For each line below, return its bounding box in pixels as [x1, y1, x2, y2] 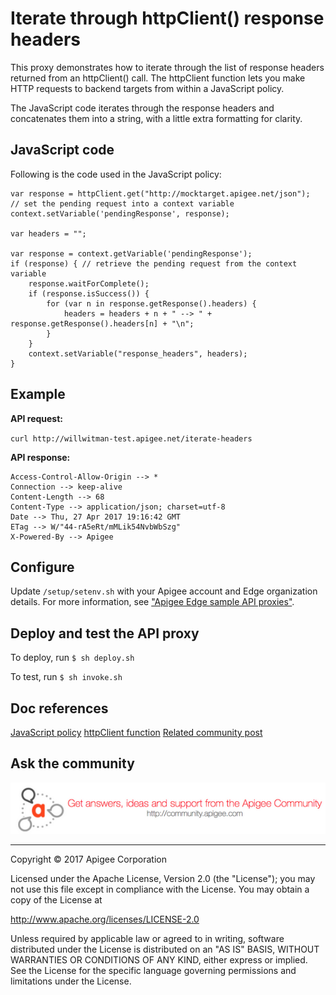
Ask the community [10, 755, 135, 772]
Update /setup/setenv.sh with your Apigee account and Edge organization [10, 585, 318, 597]
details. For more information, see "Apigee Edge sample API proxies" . [10, 596, 295, 608]
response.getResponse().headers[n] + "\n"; [10, 318, 195, 329]
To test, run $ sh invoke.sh [10, 671, 123, 683]
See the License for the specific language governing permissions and [10, 965, 297, 977]
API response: [10, 451, 71, 463]
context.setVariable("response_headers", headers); [28, 348, 248, 359]
